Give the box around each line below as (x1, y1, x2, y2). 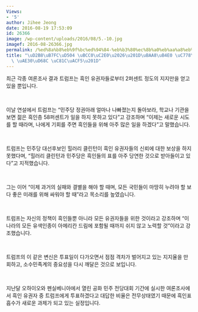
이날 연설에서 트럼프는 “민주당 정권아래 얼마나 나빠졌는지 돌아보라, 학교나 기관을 (6, 106, 190, 113)
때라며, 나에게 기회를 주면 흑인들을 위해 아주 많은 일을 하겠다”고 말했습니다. (18, 121, 190, 128)
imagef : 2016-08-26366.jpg (6, 42, 72, 48)
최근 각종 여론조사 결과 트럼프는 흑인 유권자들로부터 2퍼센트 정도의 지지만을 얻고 (6, 75, 190, 82)
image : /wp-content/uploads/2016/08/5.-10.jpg (6, 36, 123, 42)
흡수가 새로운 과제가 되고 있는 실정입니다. (6, 299, 101, 306)
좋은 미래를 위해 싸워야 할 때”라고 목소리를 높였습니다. (12, 191, 136, 198)
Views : (6, 8, 22, 15)
